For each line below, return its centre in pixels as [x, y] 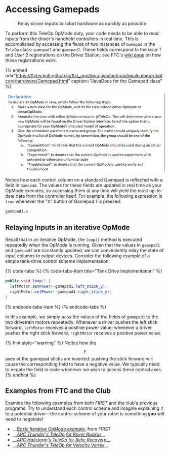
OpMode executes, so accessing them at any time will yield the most [77, 191]
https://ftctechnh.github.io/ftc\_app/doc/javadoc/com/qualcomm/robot [89, 75]
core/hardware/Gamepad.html [37, 81]
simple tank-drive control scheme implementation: [58, 261]
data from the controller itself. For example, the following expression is [89, 196]
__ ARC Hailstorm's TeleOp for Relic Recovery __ [61, 440]
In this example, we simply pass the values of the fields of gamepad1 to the [82, 317]
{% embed [16, 70]
